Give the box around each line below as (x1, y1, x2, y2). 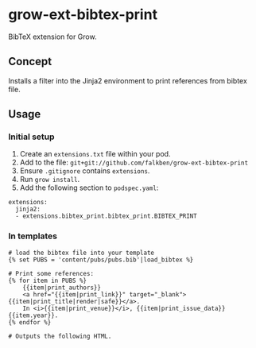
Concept (8, 55, 52, 68)
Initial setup (8, 131, 55, 142)
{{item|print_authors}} (22, 284, 102, 292)
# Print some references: (8, 269, 94, 277)
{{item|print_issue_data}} (136, 304, 226, 312)
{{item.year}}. (8, 311, 59, 319)
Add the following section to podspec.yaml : (19, 183, 159, 192)
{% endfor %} (8, 318, 52, 327)
